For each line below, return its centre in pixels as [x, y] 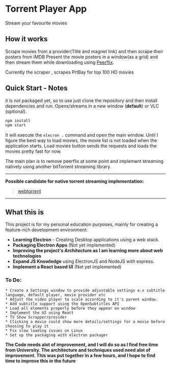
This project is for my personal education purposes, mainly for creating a [82, 225]
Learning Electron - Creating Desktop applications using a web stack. [86, 240]
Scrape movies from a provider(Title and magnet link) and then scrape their [84, 51]
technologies [27, 256]
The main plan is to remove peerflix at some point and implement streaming [84, 161]
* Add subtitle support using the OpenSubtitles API [62, 304]
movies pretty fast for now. [34, 152]
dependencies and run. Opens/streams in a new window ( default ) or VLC [82, 106]
